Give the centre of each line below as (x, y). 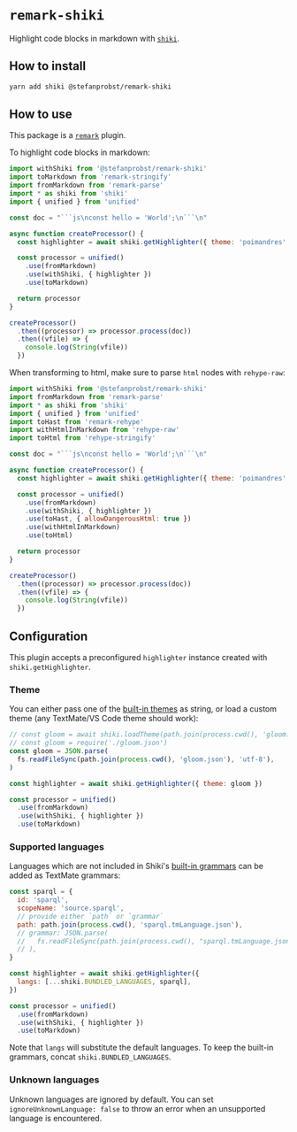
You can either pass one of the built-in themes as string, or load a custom (143, 709)
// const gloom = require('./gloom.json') (88, 743)
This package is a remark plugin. (68, 135)
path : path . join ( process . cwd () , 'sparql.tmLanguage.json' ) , (130, 924)
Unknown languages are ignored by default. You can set (111, 1099)
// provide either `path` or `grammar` (91, 916)
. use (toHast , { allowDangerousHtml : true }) (108, 519)
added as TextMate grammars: (65, 875)
